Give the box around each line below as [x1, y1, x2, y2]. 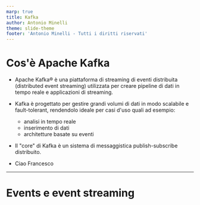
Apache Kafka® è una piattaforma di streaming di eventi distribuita [14, 76, 178, 83]
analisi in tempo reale [23, 118, 76, 125]
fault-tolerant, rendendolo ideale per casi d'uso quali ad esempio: [14, 106, 176, 113]
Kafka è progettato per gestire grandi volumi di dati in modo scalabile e [14, 100, 189, 108]
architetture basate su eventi [23, 131, 94, 138]
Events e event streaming [6, 187, 135, 200]
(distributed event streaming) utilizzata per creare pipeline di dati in [14, 83, 180, 90]
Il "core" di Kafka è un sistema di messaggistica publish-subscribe [14, 142, 178, 149]
